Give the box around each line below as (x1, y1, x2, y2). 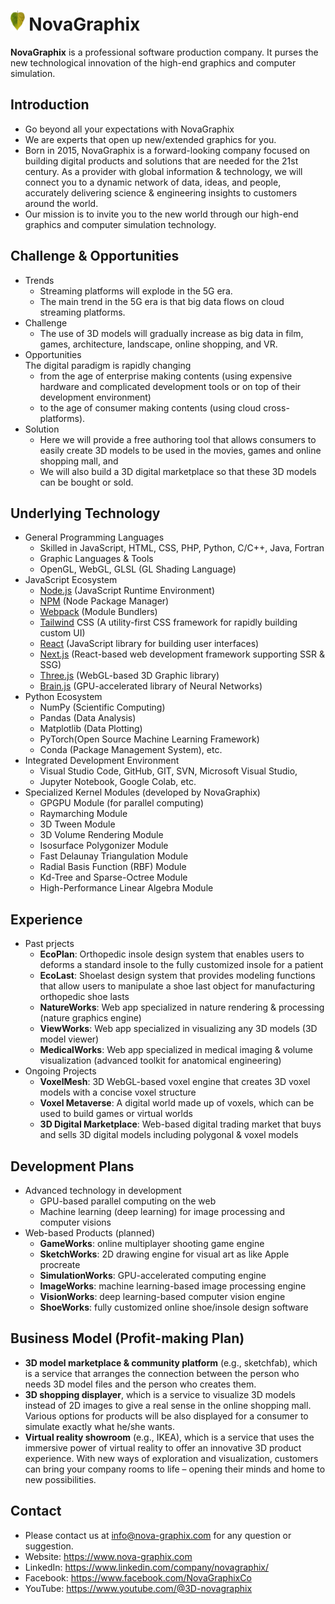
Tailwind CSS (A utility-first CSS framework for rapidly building (39, 616, 298, 629)
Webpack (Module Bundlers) (39, 606, 158, 618)
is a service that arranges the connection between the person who (24, 1367, 300, 1379)
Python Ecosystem (24, 691, 103, 703)
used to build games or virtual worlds (39, 1108, 193, 1120)
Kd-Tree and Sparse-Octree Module (39, 871, 188, 884)
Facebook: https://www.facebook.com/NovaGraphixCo (24, 1571, 252, 1584)
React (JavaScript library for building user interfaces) (39, 638, 260, 650)
